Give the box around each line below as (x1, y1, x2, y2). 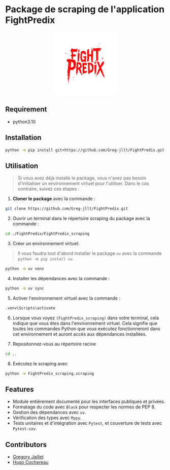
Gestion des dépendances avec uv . (12, 409, 86, 416)
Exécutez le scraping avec (12, 360, 68, 367)
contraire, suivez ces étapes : (17, 186, 80, 192)
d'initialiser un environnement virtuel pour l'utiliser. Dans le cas (17, 181, 149, 187)
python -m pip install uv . (17, 256, 74, 261)
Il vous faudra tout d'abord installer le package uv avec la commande (17, 250, 162, 256)
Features (5, 385, 34, 394)
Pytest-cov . (12, 426, 37, 432)
